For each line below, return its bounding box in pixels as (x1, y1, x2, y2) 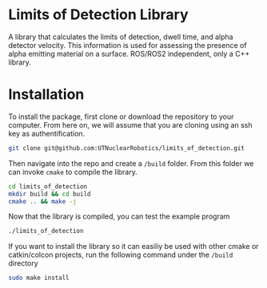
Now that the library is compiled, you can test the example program (8, 211, 230, 221)
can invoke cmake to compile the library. (8, 167, 137, 176)
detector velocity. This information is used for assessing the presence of (8, 40, 247, 49)
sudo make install (8, 274, 70, 282)
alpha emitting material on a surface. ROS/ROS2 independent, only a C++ (8, 49, 250, 58)
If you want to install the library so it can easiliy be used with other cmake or (8, 242, 259, 251)
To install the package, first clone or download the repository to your (8, 112, 234, 121)
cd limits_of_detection (8, 182, 88, 191)
